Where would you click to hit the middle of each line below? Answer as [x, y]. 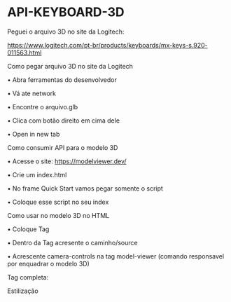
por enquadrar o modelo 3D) [48, 263]
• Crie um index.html [37, 174]
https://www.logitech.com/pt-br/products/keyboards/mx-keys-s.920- [107, 45]
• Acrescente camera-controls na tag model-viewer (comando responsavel [116, 256]
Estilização [23, 291]
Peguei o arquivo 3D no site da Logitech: [66, 32]
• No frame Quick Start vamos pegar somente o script [85, 188]
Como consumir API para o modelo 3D [63, 147]
